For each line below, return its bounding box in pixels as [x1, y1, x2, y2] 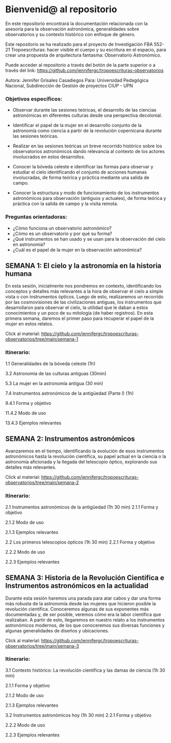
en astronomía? [12, 241, 45, 247]
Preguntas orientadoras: [5, 213, 67, 220]
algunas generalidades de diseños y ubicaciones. [5, 627, 110, 633]
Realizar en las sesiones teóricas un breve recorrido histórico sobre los [12, 143, 162, 149]
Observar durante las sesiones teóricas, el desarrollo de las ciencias [12, 107, 157, 113]
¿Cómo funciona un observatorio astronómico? [12, 225, 112, 231]
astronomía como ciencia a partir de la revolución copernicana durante [12, 127, 162, 134]
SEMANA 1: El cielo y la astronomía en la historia [5, 261, 162, 270]
